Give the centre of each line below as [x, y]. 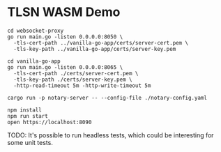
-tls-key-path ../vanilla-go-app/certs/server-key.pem [95, 49]
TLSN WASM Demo [64, 12]
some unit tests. [30, 142]
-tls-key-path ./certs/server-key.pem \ [73, 79]
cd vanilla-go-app [34, 61]
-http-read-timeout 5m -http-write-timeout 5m [82, 85]
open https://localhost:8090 [49, 122]
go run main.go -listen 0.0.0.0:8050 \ [65, 37]
